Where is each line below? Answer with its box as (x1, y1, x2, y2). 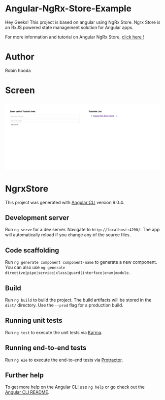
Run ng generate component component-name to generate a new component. (5, 259, 158, 265)
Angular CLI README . (5, 389, 50, 395)
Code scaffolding (5, 246, 59, 254)
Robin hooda (5, 67, 31, 73)
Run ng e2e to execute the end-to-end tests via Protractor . (5, 357, 123, 363)
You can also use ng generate (5, 264, 66, 271)
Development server (5, 214, 69, 222)
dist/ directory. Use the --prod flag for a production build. (5, 302, 123, 308)
